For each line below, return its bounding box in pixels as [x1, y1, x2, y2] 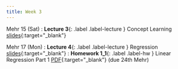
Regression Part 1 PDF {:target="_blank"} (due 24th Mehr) [6, 56, 150, 63]
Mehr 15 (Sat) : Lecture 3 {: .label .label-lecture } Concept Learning [6, 25, 172, 32]
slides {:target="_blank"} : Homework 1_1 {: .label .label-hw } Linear [6, 49, 171, 57]
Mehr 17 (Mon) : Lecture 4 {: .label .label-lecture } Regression [6, 43, 159, 50]
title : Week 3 [6, 8, 42, 15]
